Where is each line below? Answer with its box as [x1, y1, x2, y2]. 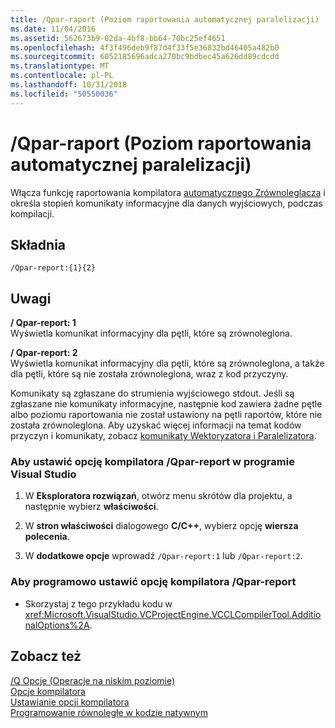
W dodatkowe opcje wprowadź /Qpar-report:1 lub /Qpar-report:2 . [24, 550, 303, 562]
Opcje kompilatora [10, 685, 86, 697]
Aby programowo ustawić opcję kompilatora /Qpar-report [10, 575, 297, 589]
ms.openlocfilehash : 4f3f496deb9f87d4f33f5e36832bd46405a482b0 [10, 42, 280, 53]
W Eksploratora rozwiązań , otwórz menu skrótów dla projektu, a [24, 490, 293, 502]
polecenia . [24, 531, 70, 543]
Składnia [10, 236, 67, 253]
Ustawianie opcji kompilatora [10, 696, 130, 708]
